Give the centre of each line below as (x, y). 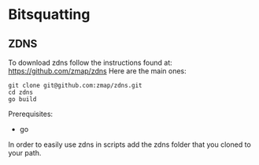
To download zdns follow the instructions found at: (90, 62)
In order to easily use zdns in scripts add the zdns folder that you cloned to (130, 144)
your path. (25, 153)
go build (22, 99)
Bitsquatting (49, 15)
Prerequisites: (31, 114)
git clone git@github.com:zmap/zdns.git (76, 85)
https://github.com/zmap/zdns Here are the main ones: (97, 71)
